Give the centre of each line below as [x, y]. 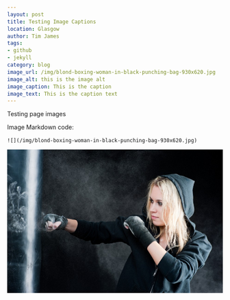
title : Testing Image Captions [52, 22]
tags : [15, 43]
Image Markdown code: [40, 127]
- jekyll [20, 58]
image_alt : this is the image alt [56, 79]
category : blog [29, 65]
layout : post [26, 14]
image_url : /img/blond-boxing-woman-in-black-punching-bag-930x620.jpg [111, 72]
